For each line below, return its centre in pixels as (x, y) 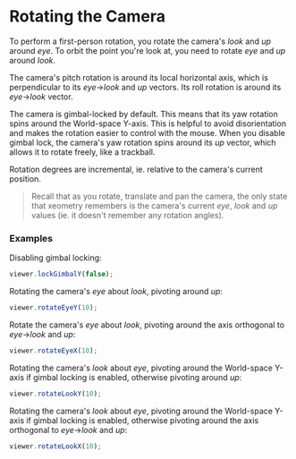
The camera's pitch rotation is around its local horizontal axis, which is (139, 77)
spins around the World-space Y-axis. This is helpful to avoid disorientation (148, 123)
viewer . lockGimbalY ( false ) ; (62, 275)
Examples (31, 238)
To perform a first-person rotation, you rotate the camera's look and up (140, 41)
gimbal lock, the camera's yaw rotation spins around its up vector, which (143, 142)
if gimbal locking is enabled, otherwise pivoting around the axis (143, 420)
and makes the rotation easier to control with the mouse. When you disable (148, 132)
